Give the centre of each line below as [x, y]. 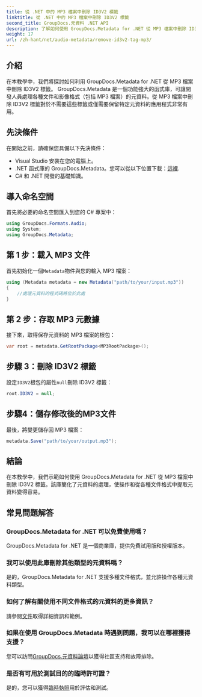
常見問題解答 [30, 513]
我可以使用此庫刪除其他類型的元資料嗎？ [65, 563]
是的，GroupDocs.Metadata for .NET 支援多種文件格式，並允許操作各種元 [97, 577]
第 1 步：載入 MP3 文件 [48, 255]
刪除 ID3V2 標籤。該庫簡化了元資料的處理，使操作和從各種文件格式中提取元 [100, 484]
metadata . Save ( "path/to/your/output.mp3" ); [62, 441]
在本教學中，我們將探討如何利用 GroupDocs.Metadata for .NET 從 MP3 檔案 [100, 81]
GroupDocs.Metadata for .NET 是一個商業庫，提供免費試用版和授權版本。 [97, 545]
